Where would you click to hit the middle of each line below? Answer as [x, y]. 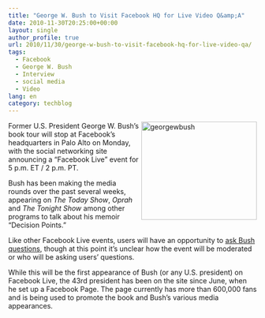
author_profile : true [44, 37]
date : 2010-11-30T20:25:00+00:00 [63, 23]
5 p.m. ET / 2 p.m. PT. [43, 168]
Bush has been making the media [62, 183]
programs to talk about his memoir [64, 217]
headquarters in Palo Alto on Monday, [70, 143]
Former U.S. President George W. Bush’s [74, 126]
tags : [17, 52]
